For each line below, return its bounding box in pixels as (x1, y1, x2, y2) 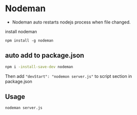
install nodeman (5, 28, 38, 34)
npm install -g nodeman (5, 38, 54, 43)
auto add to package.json (5, 51, 85, 60)
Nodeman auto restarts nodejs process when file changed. (12, 19, 131, 25)
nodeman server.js (5, 106, 43, 111)
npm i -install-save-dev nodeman (5, 64, 73, 69)
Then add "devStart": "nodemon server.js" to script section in (5, 73, 132, 79)
